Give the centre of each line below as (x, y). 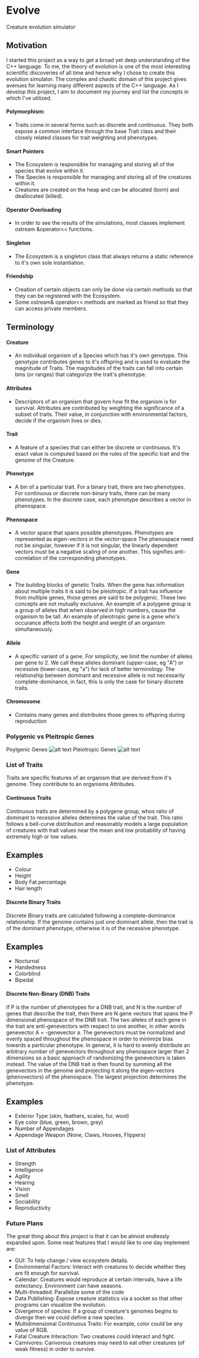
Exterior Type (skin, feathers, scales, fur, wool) (72, 1116)
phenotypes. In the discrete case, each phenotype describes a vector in (103, 499)
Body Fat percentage (40, 882)
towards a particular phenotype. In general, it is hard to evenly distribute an (98, 1045)
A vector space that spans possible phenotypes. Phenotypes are (94, 533)
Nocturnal (27, 961)
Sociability (27, 1201)
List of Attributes (31, 1151)
